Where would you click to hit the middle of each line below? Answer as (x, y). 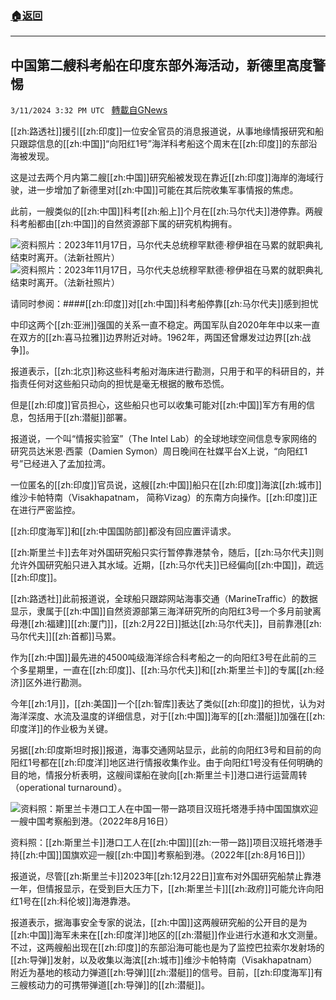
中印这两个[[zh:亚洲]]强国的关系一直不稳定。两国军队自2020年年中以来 (156, 325)
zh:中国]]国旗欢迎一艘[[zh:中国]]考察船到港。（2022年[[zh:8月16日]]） (168, 855)
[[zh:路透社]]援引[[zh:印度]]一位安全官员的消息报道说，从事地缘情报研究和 (162, 131)
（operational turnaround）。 (69, 788)
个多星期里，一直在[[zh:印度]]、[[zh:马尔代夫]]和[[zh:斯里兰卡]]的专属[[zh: (163, 670)
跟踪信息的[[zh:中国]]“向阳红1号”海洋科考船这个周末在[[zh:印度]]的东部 (163, 144)
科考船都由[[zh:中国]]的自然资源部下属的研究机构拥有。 (124, 224)
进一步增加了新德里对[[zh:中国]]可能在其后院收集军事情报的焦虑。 (163, 190)
